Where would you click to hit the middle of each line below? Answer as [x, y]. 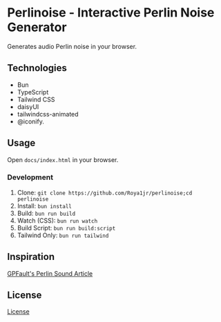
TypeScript [33, 92]
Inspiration [31, 257]
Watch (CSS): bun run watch [57, 220]
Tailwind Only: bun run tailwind [63, 235]
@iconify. [31, 121]
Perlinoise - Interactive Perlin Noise [111, 13]
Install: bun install [45, 205]
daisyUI [28, 107]
